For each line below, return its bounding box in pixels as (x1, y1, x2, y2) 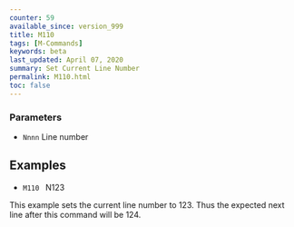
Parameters (9, 111, 62, 123)
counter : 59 (9, 13, 54, 23)
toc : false (9, 81, 51, 90)
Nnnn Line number (22, 131, 89, 142)
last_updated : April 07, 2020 (9, 55, 124, 64)
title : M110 (9, 30, 54, 39)
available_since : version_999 (9, 22, 124, 31)
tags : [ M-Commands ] (9, 38, 83, 48)
